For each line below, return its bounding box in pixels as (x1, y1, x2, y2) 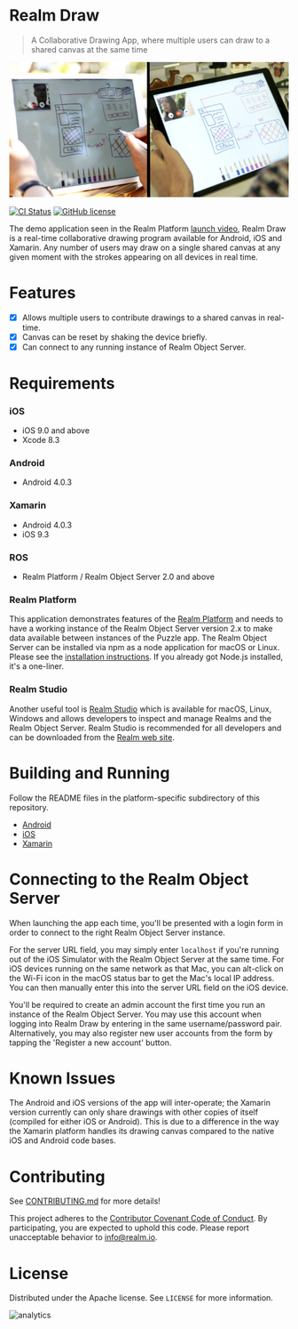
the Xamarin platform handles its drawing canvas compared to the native (9, 1126, 275, 1137)
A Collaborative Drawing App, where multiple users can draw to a (30, 35, 271, 45)
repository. (9, 801, 49, 812)
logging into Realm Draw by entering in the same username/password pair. (9, 1018, 282, 1028)
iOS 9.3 (21, 528, 50, 539)
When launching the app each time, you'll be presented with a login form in (9, 917, 284, 928)
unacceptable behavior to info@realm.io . (9, 1232, 158, 1243)
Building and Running (9, 762, 170, 783)
